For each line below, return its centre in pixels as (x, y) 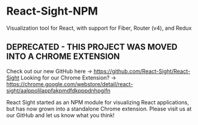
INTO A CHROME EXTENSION (63, 57)
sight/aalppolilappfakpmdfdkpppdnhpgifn (58, 90)
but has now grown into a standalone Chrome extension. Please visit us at (99, 109)
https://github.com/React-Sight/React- (142, 71)
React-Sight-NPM (52, 11)
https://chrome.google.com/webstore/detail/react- (70, 84)
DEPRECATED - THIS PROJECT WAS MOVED (92, 47)
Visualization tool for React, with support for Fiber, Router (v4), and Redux (99, 28)
